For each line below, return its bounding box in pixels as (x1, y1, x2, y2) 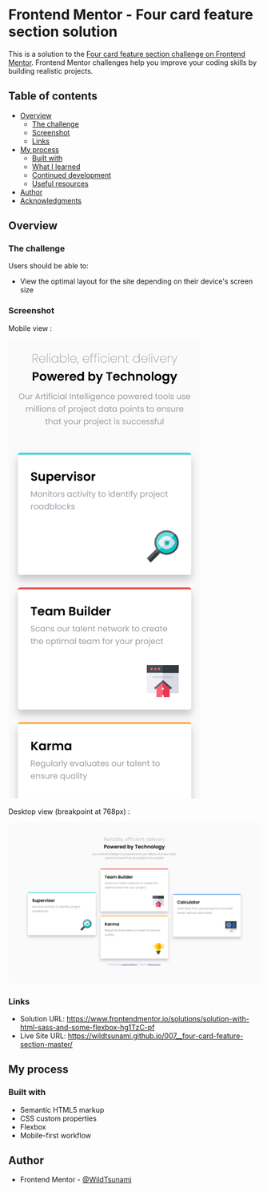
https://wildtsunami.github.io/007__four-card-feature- (67, 1031, 244, 1041)
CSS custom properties (19, 1113, 98, 1123)
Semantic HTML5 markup (19, 1105, 105, 1114)
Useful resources (31, 179, 90, 188)
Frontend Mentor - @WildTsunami (19, 1175, 132, 1185)
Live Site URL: (19, 1031, 66, 1041)
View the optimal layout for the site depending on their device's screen (19, 276, 253, 286)
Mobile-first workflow (19, 1130, 92, 1140)
